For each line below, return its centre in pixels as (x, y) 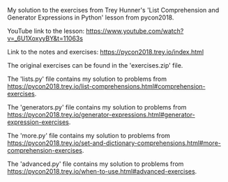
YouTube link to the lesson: (46, 31)
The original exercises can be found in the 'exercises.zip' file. (95, 65)
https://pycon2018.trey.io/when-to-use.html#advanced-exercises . (102, 171)
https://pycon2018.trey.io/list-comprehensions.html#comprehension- (106, 86)
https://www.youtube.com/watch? (135, 31)
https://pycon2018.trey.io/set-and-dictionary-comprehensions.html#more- (114, 143)
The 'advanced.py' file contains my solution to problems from (96, 164)
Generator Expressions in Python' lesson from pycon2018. (91, 17)
